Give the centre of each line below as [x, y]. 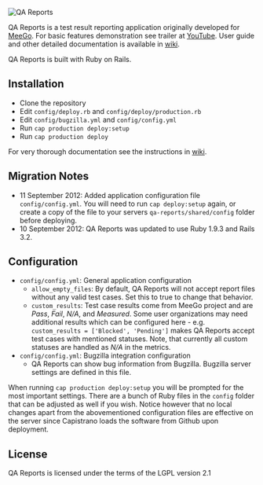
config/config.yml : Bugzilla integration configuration [105, 356]
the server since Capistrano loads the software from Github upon [113, 421]
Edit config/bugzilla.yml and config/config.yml [98, 119]
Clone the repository [53, 103]
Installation [36, 84]
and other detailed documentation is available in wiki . [94, 44]
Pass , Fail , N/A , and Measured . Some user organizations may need [139, 314]
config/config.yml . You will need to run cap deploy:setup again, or [128, 204]
